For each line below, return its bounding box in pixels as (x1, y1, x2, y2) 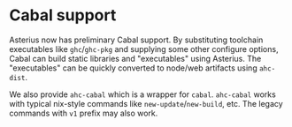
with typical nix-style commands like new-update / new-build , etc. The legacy (9, 98, 283, 108)
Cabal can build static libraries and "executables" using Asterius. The (9, 53, 262, 63)
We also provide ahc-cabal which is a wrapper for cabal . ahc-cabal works (9, 89, 276, 100)
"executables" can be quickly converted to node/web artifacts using (9, 63, 258, 73)
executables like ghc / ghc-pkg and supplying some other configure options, (9, 43, 279, 54)
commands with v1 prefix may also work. (9, 108, 158, 118)
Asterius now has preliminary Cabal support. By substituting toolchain (9, 34, 264, 45)
